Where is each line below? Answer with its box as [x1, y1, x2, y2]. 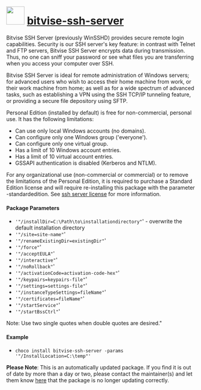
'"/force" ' [14, 243, 42, 251]
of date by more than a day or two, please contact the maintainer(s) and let [6, 370, 193, 378]
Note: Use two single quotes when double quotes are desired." [6, 320, 162, 327]
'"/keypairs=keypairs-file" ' [14, 276, 88, 283]
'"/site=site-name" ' [14, 231, 66, 238]
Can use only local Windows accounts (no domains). [14, 127, 146, 134]
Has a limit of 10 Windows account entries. [14, 146, 121, 154]
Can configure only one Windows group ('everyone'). [14, 133, 148, 140]
